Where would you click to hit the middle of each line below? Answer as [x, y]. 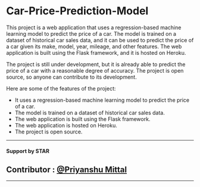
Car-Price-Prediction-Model [77, 11]
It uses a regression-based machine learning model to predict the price [102, 100]
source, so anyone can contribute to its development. [71, 77]
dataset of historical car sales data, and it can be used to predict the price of [100, 40]
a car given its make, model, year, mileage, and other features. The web [94, 46]
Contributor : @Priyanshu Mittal [66, 169]
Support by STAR [28, 151]
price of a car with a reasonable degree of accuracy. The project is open [95, 70]
